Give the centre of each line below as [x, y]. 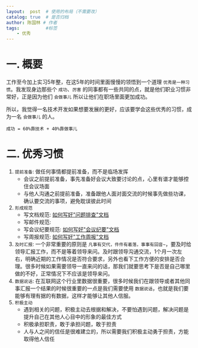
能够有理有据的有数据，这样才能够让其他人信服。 [74, 296]
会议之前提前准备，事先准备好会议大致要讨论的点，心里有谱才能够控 [106, 179]
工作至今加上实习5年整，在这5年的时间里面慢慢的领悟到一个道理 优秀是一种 [96, 82]
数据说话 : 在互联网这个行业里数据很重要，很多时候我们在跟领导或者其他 [100, 281]
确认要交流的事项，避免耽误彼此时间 [67, 201]
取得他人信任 [39, 339]
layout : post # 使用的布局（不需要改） [53, 12]
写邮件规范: [37, 222]
